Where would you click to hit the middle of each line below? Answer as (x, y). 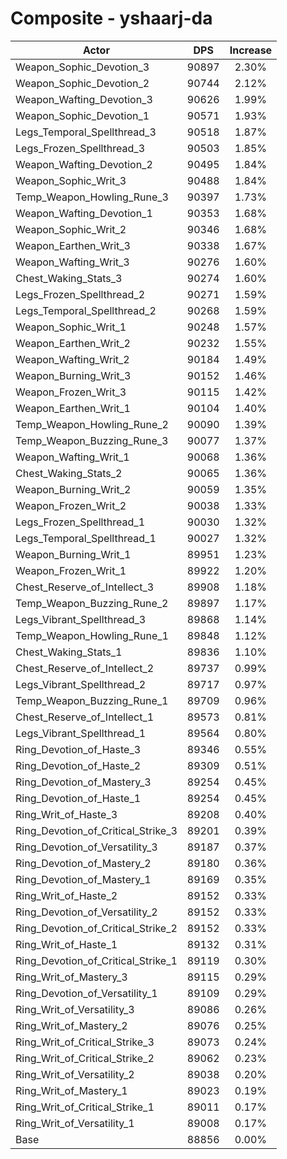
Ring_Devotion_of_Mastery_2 (83, 863)
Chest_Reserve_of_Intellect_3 (85, 587)
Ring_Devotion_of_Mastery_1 (83, 879)
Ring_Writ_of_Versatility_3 (75, 1009)
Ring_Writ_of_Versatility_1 (75, 1123)
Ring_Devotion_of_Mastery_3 (83, 782)
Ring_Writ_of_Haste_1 (66, 944)
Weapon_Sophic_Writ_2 (71, 229)
